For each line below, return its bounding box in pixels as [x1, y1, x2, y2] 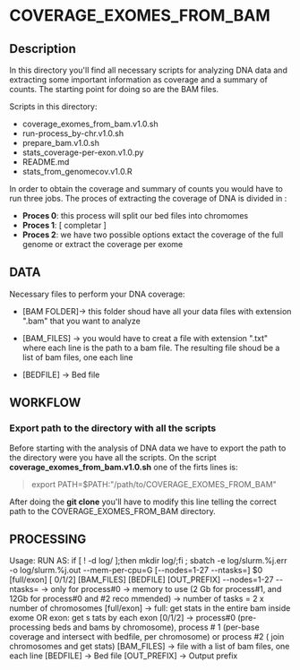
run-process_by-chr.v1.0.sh [21, 128, 124, 139]
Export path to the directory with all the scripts [9, 422, 217, 434]
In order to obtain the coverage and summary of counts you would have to [9, 184, 284, 193]
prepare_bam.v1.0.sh [21, 138, 100, 148]
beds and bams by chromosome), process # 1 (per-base [52, 622, 260, 632]
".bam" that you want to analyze [21, 315, 141, 326]
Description [9, 41, 76, 56]
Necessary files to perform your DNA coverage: [9, 288, 185, 299]
